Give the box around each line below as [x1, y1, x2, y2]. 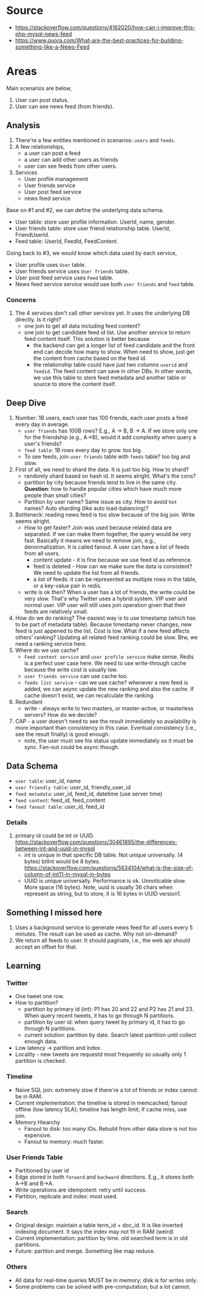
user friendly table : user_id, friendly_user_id [15, 783, 131, 790]
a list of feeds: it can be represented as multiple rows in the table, [33, 575, 197, 583]
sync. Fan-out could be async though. [24, 743, 120, 750]
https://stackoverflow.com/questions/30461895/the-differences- [15, 838, 178, 845]
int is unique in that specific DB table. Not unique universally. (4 [24, 851, 183, 859]
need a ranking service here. [15, 640, 87, 647]
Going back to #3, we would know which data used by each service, [6, 249, 177, 256]
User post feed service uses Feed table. [15, 274, 114, 281]
